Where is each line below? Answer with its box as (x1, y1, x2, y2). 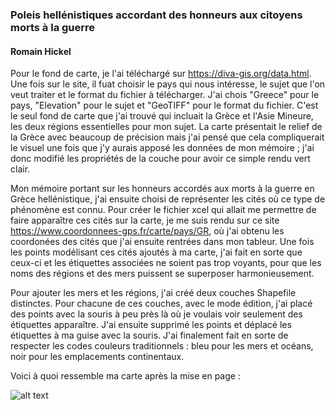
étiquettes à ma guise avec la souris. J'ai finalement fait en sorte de (10, 329, 289, 342)
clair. (10, 163, 31, 175)
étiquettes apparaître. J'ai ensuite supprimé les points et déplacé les (10, 319, 292, 331)
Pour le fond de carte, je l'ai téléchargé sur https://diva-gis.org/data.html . (10, 68, 312, 80)
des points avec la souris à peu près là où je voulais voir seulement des (10, 308, 303, 320)
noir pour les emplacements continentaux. (10, 351, 185, 363)
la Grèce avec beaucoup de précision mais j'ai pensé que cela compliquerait (10, 131, 325, 143)
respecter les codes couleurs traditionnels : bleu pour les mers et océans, (10, 340, 314, 352)
